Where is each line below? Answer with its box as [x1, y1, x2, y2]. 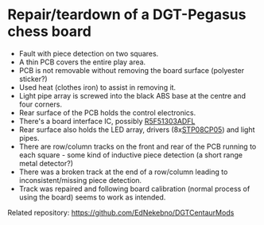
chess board [7, 22, 92, 41]
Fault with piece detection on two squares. [18, 48, 159, 58]
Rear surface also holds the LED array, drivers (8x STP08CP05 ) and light [18, 125, 255, 134]
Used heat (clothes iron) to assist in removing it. [18, 82, 177, 92]
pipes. [18, 133, 40, 142]
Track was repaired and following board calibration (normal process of [18, 184, 250, 193]
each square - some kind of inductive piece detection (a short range [18, 149, 243, 160]
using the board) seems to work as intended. [18, 192, 166, 202]
